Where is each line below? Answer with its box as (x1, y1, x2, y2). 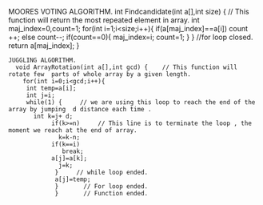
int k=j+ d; (33, 112, 74, 120)
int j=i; (26, 91, 56, 99)
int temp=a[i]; (26, 84, 78, 92)
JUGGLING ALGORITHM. (8, 56, 78, 64)
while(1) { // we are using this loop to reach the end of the (26, 98, 256, 107)
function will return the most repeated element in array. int (8, 15, 200, 25)
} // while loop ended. (54, 168, 149, 176)
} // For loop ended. (54, 183, 149, 191)
